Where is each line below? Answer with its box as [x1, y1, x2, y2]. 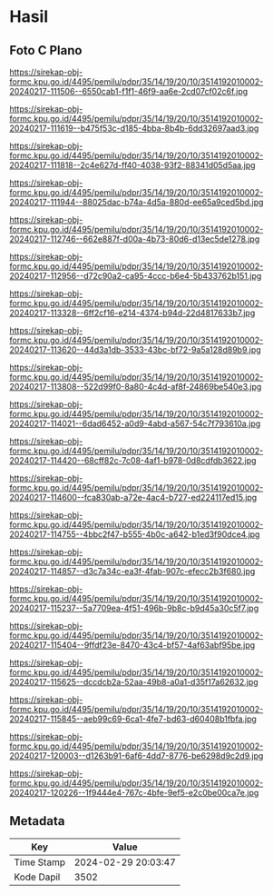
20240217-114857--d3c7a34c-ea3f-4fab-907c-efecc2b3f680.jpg [9, 566, 256, 576]
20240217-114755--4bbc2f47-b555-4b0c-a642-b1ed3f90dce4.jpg [9, 529, 260, 540]
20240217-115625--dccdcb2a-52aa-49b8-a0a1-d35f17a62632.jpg [9, 677, 258, 687]
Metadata [9, 813, 65, 829]
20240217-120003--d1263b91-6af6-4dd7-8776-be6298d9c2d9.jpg [9, 751, 264, 761]
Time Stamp [14, 856, 66, 869]
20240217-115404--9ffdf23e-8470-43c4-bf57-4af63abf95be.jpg [9, 640, 256, 651]
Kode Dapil [14, 870, 61, 883]
